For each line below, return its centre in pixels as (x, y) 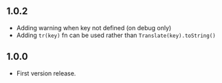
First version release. (46, 73)
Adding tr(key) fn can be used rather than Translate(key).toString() (116, 35)
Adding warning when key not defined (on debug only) (94, 27)
